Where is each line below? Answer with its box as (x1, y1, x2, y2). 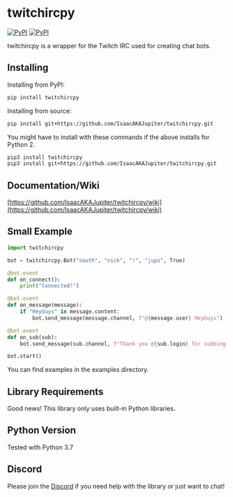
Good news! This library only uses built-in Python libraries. (7, 404, 176, 413)
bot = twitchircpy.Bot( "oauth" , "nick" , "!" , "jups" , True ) (7, 257, 186, 264)
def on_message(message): (7, 302, 82, 309)
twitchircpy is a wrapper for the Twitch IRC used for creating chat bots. (7, 41, 211, 50)
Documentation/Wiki (7, 180, 100, 192)
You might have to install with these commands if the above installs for (7, 133, 210, 141)
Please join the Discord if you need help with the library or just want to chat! (7, 482, 225, 490)
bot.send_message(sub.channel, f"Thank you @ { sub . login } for (20, 340, 201, 347)
